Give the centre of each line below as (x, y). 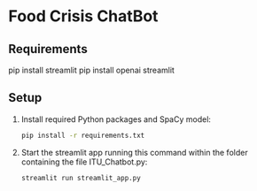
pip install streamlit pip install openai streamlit (91, 70)
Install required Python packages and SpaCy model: (116, 119)
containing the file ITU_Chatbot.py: (84, 162)
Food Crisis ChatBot (83, 16)
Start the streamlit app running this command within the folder (135, 152)
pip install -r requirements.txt (83, 135)
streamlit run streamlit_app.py (81, 178)
